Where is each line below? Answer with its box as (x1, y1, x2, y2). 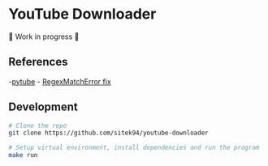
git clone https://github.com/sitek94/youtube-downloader (8, 129, 209, 138)
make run (8, 151, 38, 160)
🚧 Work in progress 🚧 (8, 32, 80, 41)
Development (8, 100, 79, 114)
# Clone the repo (8, 121, 67, 130)
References (8, 55, 68, 69)
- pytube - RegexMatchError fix (8, 76, 111, 86)
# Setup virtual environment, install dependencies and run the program (8, 143, 260, 152)
